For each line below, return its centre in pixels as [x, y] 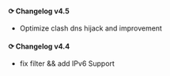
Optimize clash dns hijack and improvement [91, 28]
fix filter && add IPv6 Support [67, 63]
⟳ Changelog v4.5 [39, 11]
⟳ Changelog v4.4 [39, 46]
